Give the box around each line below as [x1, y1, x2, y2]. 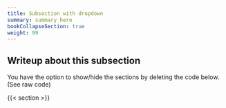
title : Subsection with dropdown [7, 10, 104, 17]
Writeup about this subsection [7, 54, 141, 66]
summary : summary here [7, 17, 73, 23]
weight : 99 [7, 29, 39, 36]
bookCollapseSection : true [7, 23, 85, 30]
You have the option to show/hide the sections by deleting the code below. [7, 73, 220, 81]
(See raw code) [7, 80, 51, 89]
